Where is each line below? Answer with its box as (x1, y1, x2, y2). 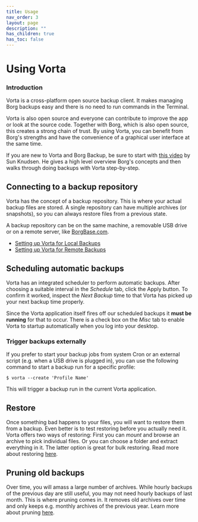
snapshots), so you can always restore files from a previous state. (6, 210, 168, 218)
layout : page (6, 20, 39, 26)
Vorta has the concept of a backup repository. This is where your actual (6, 197, 182, 205)
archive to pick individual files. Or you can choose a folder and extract (6, 438, 178, 445)
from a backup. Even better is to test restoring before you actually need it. (6, 425, 187, 433)
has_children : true (6, 31, 55, 37)
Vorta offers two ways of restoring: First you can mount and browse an (6, 431, 180, 438)
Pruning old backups (6, 468, 85, 478)
